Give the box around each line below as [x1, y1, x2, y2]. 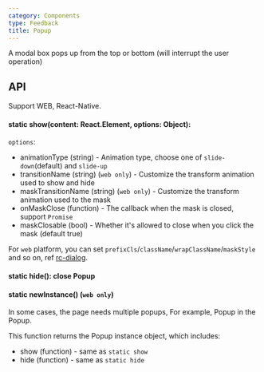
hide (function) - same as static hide [19, 355, 145, 365]
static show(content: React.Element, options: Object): [8, 119, 191, 129]
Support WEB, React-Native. [8, 101, 102, 111]
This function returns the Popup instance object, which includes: [8, 331, 221, 341]
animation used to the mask [19, 195, 112, 204]
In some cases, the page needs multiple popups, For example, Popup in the [8, 307, 256, 317]
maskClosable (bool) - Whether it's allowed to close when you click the [19, 220, 254, 230]
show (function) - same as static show [19, 346, 148, 356]
